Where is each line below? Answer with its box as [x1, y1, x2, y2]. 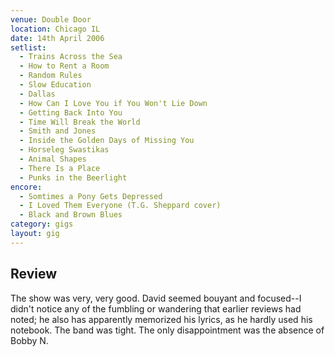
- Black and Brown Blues [19, 210, 123, 220]
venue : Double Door [10, 14, 92, 25]
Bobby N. [10, 334, 49, 346]
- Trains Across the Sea [19, 52, 123, 62]
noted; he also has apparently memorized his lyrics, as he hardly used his [10, 313, 313, 325]
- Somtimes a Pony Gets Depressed [19, 191, 163, 201]
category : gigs [10, 219, 74, 230]
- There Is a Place [19, 163, 101, 173]
